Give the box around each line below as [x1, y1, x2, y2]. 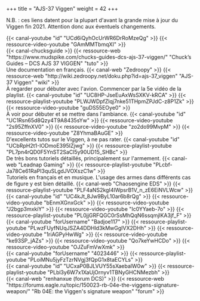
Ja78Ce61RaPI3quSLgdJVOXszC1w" [6, 167, 97, 175]
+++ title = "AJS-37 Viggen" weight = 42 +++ [6, 5, 118, 12]
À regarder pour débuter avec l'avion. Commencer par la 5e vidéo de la [6, 85, 182, 92]
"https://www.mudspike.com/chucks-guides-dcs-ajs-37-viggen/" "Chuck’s [6, 54, 192, 60]
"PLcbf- [153, 161, 173, 168]
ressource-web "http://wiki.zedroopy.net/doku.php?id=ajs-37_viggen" [6, 73, 178, 79]
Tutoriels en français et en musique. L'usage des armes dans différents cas [6, 174, 191, 181]
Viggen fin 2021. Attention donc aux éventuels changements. [6, 23, 156, 30]
